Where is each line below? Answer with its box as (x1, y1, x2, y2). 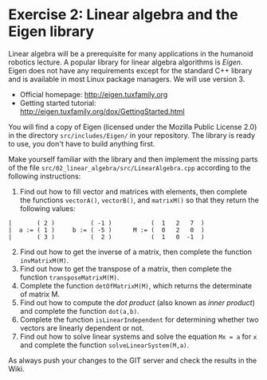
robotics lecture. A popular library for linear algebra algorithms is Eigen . (8, 57, 243, 67)
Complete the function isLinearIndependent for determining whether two (19, 315, 259, 324)
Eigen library (8, 22, 94, 41)
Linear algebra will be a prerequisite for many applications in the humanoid (8, 49, 253, 58)
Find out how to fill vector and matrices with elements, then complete (19, 186, 248, 196)
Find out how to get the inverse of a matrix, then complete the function (19, 247, 253, 257)
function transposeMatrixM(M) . (19, 272, 120, 282)
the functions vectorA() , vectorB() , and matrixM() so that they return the (19, 195, 259, 205)
